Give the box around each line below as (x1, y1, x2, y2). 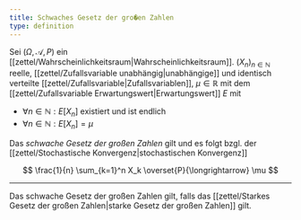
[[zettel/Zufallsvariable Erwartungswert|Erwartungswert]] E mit (9, 88, 242, 99)
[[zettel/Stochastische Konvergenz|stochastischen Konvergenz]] (9, 147, 248, 158)
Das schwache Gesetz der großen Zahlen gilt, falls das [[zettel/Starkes (9, 190, 271, 201)
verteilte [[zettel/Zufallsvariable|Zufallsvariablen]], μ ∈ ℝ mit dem (9, 78, 251, 89)
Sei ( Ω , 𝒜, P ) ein (9, 46, 69, 57)
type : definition (9, 22, 74, 31)
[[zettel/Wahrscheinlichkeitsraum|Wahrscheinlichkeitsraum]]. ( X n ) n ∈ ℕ (9, 56, 271, 69)
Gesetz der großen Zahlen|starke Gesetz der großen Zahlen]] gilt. (9, 199, 253, 211)
